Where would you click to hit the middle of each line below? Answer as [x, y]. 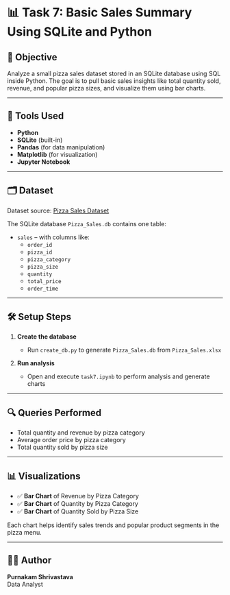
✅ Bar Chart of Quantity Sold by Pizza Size [78, 511]
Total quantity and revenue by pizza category [81, 433]
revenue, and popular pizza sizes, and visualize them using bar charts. [106, 88]
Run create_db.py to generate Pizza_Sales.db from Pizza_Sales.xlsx [124, 350]
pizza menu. [25, 533]
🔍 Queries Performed [54, 412]
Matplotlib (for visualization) [57, 154]
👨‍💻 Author [29, 560]
